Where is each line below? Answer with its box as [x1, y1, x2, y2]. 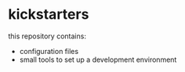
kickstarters [8, 5, 89, 23]
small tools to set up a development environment [19, 55, 177, 64]
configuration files [19, 46, 79, 56]
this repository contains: [8, 31, 86, 41]
